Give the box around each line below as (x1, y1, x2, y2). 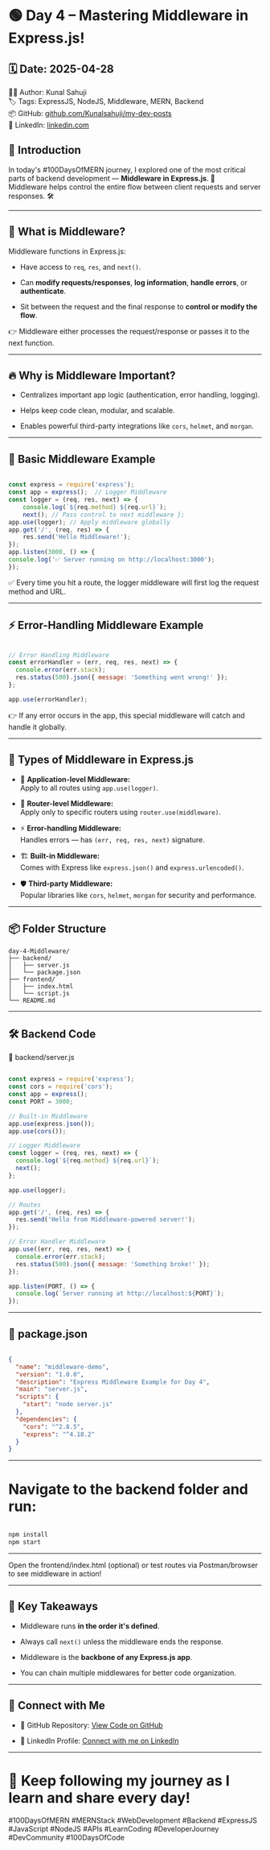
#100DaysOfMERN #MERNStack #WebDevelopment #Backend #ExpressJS (8, 1815, 257, 1825)
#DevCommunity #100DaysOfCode (8, 1832, 125, 1842)
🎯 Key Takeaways (8, 1600, 99, 1613)
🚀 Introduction (8, 143, 82, 157)
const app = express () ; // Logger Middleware (8, 488, 167, 496)
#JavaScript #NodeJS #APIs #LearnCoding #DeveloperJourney (8, 1823, 219, 1833)
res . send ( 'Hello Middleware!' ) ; (22, 533, 131, 541)
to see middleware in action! (8, 1569, 102, 1579)
